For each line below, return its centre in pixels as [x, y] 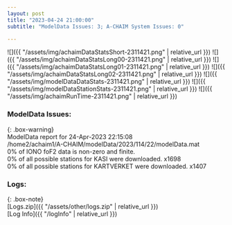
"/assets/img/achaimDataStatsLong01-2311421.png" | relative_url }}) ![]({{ [121, 67]
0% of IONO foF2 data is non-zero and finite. [71, 151]
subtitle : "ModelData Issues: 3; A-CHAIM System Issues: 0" [96, 26]
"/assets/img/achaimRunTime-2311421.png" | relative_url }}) [92, 96]
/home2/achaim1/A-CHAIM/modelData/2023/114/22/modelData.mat [104, 144]
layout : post [26, 13]
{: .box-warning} [30, 129]
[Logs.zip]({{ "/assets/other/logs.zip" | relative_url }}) [83, 206]
